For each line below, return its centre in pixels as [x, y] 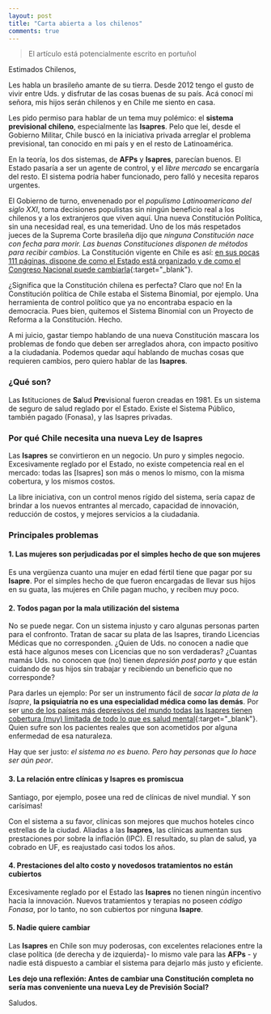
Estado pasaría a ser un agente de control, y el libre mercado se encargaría [134, 168]
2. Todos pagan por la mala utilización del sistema [94, 608]
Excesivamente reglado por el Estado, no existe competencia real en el [126, 464]
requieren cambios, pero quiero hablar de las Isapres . [98, 361]
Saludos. [23, 1003]
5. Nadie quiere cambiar [49, 927]
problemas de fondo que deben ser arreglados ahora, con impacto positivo [133, 344]
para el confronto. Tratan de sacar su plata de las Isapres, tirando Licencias [134, 635]
